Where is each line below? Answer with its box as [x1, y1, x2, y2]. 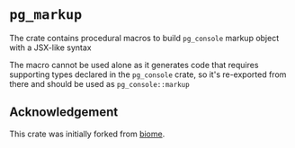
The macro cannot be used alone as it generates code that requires [9, 59, 259, 70]
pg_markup [9, 6, 83, 23]
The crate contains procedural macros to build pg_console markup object [9, 32, 280, 43]
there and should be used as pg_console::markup [9, 78, 191, 89]
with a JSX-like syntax [9, 42, 92, 53]
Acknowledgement [9, 105, 119, 120]
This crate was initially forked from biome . [9, 128, 165, 139]
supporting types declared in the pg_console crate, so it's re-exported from [9, 69, 287, 80]
